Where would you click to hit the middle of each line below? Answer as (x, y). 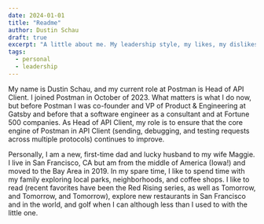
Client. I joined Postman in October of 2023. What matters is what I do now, (130, 97)
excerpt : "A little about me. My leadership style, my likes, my (117, 45)
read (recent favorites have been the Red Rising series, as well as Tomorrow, (132, 187)
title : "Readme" (35, 23)
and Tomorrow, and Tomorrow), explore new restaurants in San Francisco (127, 196)
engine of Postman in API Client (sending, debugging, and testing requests (129, 130)
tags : (17, 52)
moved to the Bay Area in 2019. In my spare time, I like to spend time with (126, 171)
